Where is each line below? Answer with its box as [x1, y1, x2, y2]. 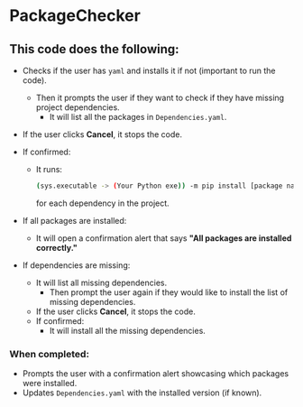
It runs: [35, 164, 63, 174]
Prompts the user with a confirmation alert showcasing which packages [22, 368, 289, 379]
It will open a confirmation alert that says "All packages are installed [35, 232, 292, 244]
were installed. [22, 378, 78, 389]
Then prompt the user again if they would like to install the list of [49, 286, 289, 298]
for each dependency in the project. [35, 198, 170, 208]
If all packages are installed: [22, 215, 127, 226]
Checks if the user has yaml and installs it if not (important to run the [22, 65, 277, 76]
